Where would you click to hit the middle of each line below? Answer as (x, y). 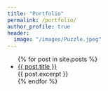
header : (19, 33)
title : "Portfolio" (36, 14)
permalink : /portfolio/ (42, 20)
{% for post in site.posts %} (58, 59)
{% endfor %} (38, 81)
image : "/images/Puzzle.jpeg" (58, 40)
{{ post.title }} (37, 67)
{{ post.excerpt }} (43, 74)
